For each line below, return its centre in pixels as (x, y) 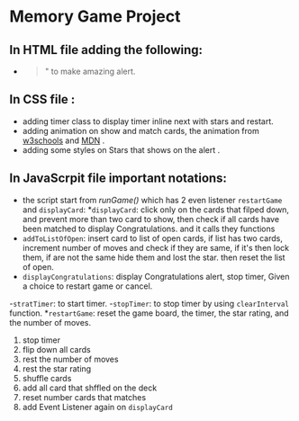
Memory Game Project (95, 17)
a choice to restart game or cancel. (87, 286)
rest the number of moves (70, 359)
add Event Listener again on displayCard (97, 407)
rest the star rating (57, 368)
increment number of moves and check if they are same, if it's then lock (156, 247)
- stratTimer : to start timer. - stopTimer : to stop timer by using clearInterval (149, 303)
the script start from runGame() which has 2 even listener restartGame (152, 200)
